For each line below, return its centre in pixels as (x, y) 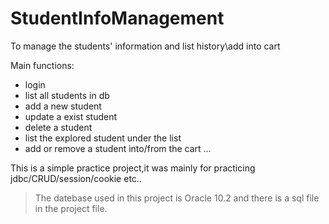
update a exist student (71, 116)
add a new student (63, 106)
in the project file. (71, 208)
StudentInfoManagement (117, 18)
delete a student (58, 127)
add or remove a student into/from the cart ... (118, 148)
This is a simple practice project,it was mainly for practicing (133, 168)
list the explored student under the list (103, 138)
